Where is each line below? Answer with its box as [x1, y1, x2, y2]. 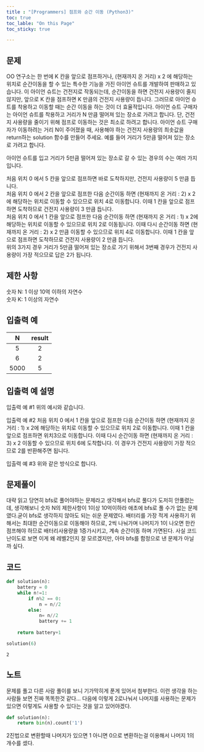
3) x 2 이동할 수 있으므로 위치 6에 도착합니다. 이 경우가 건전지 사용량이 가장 [6, 439, 185, 446]
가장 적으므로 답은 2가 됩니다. [22, 251, 93, 259]
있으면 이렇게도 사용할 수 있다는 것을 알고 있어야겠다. [6, 702, 132, 709]
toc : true [6, 15, 32, 21]
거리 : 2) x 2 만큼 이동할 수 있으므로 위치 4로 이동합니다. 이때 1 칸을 [29, 228, 188, 235]
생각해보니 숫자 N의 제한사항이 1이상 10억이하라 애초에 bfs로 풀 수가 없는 [14, 504, 187, 512]
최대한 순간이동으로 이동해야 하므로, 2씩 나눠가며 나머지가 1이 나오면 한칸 [22, 520, 195, 527]
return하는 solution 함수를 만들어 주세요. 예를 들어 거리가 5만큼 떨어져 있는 [6, 134, 184, 141]
